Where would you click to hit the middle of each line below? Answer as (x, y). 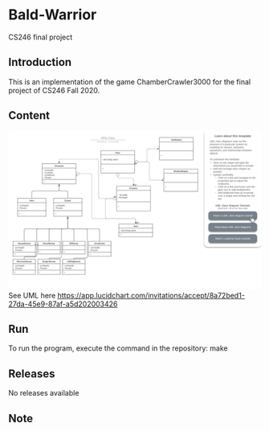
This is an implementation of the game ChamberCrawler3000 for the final (130, 81)
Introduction (40, 62)
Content (29, 115)
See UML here (32, 295)
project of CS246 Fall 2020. (54, 90)
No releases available (44, 393)
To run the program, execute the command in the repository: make (118, 348)
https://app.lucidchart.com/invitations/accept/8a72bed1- (151, 295)
